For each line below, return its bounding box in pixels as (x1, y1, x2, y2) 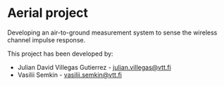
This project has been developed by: (7, 49, 114, 58)
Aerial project (7, 5, 89, 21)
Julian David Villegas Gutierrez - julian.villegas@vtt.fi (17, 63, 171, 71)
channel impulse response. (7, 35, 86, 44)
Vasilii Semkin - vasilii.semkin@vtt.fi (17, 70, 122, 79)
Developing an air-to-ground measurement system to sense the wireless (7, 28, 218, 37)
